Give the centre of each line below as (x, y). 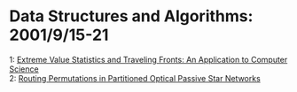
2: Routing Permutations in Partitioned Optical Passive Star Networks (135, 78)
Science (24, 69)
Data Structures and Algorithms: (131, 16)
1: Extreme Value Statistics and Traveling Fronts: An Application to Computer (148, 59)
